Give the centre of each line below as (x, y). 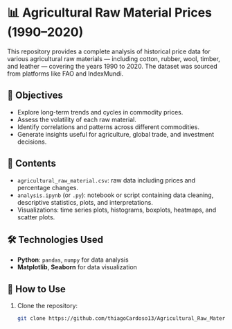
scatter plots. (36, 217)
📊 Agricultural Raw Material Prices (110, 13)
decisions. (32, 142)
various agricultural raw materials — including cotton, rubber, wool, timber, (114, 58)
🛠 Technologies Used (55, 239)
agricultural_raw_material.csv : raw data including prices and (106, 180)
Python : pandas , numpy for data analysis (73, 260)
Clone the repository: (47, 306)
